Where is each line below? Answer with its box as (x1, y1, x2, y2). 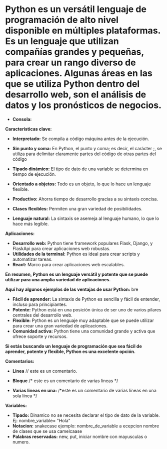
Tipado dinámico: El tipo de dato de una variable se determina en (12, 166, 148, 172)
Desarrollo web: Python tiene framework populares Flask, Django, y (12, 240, 153, 246)
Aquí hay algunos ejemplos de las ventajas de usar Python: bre (5, 286, 138, 292)
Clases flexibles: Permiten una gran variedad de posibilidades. (12, 205, 142, 211)
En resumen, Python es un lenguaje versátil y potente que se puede (5, 271, 148, 277)
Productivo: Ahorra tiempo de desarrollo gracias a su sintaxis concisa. (12, 196, 158, 202)
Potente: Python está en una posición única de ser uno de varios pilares (12, 306, 161, 312)
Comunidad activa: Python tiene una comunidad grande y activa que (12, 328, 155, 334)
